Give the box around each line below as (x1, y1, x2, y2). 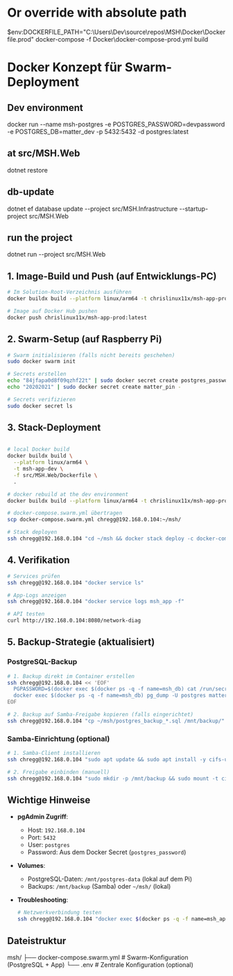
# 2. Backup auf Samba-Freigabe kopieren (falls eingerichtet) (7, 711, 194, 718)
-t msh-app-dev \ (13, 466, 64, 473)
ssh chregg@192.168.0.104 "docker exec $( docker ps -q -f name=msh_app (17, 916, 229, 923)
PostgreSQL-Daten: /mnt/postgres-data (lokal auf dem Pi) (27, 875, 193, 883)
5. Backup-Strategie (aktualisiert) (7, 636, 155, 648)
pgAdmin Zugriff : (17, 812, 69, 821)
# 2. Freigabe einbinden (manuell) (7, 768, 110, 776)
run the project (7, 232, 73, 243)
